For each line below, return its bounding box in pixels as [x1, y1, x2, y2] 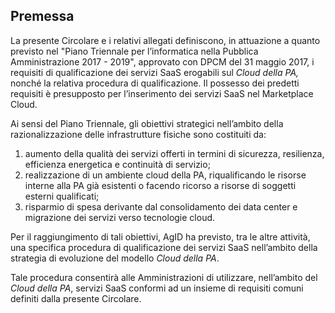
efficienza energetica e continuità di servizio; [24, 158, 211, 170]
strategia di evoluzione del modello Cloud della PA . [10, 252, 220, 264]
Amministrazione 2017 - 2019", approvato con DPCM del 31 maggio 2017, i [10, 55, 315, 68]
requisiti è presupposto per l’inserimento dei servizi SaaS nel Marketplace [10, 87, 314, 99]
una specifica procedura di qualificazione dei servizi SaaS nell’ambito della [10, 241, 318, 253]
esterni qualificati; [24, 190, 100, 202]
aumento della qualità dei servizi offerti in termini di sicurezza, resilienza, [24, 147, 325, 159]
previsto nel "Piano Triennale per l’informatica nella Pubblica [10, 45, 259, 57]
